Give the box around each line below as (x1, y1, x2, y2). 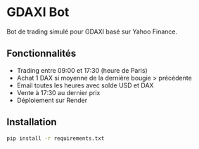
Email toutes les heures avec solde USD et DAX (16, 81, 154, 90)
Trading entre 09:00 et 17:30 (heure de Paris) (16, 66, 148, 74)
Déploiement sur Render (16, 96, 88, 104)
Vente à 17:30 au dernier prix (16, 88, 101, 97)
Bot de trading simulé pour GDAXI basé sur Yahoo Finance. (6, 27, 178, 36)
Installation (6, 116, 57, 128)
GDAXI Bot (6, 4, 70, 20)
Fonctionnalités (6, 48, 77, 59)
